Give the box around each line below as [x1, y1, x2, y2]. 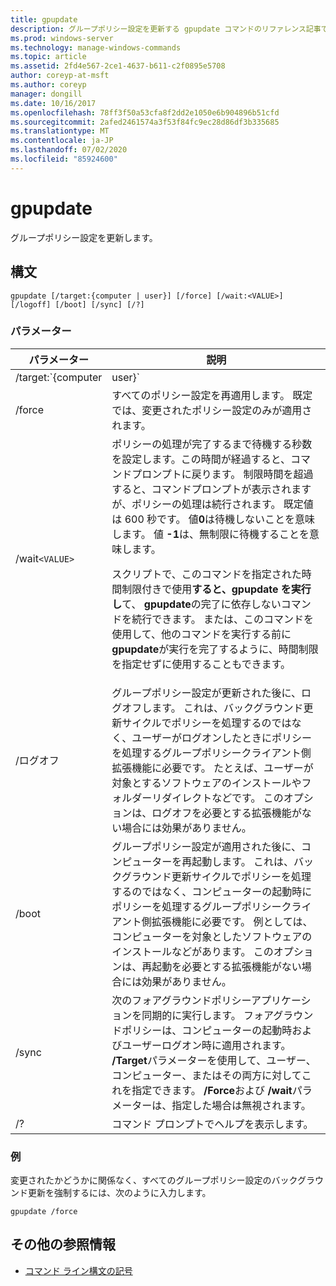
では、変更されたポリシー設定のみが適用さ [111, 403, 313, 417]
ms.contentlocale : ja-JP [10, 136, 114, 146]
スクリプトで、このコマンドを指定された [111, 567, 302, 581]
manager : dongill [10, 89, 83, 99]
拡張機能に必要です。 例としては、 [151, 914, 313, 928]
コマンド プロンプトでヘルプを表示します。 [111, 1117, 314, 1131]
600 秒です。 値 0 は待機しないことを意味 [124, 512, 316, 526]
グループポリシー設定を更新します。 [10, 231, 158, 243]
